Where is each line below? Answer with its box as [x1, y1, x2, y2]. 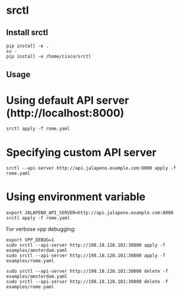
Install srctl [6, 27, 49, 38]
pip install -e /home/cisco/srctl [6, 54, 92, 60]
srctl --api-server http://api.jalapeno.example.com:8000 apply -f [6, 165, 177, 172]
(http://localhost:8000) [6, 106, 124, 120]
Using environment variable [6, 190, 146, 204]
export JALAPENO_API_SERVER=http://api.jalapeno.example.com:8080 [6, 210, 174, 216]
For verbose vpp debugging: [6, 226, 76, 233]
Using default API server [6, 94, 129, 107]
